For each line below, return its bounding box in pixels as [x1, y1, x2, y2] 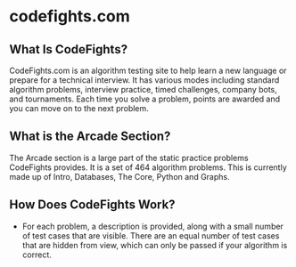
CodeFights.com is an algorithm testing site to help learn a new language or [9, 65, 287, 76]
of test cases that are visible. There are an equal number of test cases [21, 230, 280, 241]
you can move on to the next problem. [9, 103, 149, 113]
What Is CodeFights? [9, 42, 127, 57]
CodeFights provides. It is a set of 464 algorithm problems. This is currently [9, 162, 287, 173]
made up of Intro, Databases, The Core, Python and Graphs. [9, 171, 230, 182]
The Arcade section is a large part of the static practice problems [9, 152, 249, 163]
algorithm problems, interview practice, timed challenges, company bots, [9, 85, 278, 94]
